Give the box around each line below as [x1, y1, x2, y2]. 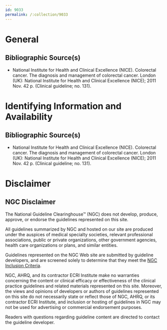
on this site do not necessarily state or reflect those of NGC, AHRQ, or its [5, 293, 155, 299]
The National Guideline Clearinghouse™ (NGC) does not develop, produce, [5, 211, 158, 217]
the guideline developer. [5, 319, 55, 325]
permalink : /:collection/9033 [5, 12, 68, 17]
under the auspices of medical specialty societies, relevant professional [5, 231, 153, 237]
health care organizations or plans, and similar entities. [5, 242, 118, 248]
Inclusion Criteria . [5, 262, 41, 268]
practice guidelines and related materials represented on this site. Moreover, [5, 283, 162, 289]
